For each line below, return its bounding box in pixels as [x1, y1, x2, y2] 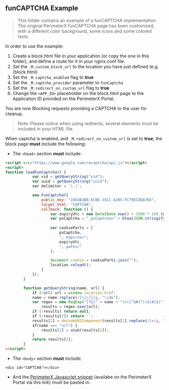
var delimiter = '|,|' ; [32, 183, 82, 189]
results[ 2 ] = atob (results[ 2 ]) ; [41, 328, 109, 333]
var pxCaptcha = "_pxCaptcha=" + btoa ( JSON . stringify [50, 216, 165, 221]
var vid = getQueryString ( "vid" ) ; [32, 174, 105, 179]
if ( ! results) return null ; [32, 309, 92, 314]
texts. [17, 33, 29, 39]
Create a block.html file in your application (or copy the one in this [12, 53, 149, 59]
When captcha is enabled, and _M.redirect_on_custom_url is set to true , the [5, 135, 162, 141]
